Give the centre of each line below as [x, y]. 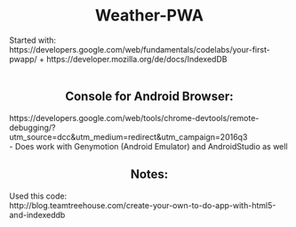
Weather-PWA [149, 16]
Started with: [32, 40]
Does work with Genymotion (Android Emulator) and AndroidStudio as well [151, 146]
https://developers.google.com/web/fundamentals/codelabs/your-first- [140, 49]
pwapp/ [23, 59]
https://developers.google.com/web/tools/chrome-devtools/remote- [134, 118]
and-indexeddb [37, 215]
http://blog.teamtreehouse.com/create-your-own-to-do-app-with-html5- [143, 205]
